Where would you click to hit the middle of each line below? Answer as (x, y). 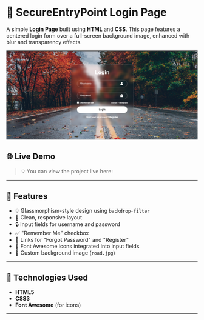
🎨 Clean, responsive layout (49, 218)
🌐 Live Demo (31, 157)
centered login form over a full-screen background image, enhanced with (98, 35)
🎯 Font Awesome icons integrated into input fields (77, 246)
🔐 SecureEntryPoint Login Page (87, 12)
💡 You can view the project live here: (67, 171)
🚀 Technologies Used (47, 277)
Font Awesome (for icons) (48, 305)
